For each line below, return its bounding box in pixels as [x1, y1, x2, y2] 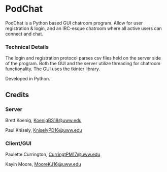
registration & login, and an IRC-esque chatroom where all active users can [5, 25, 162, 31]
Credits [5, 90, 29, 99]
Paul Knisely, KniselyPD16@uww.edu [5, 127, 82, 133]
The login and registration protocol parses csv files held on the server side [5, 55, 161, 61]
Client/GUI [5, 139, 32, 147]
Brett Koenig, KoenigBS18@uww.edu [5, 117, 82, 123]
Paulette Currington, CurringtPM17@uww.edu [5, 151, 101, 158]
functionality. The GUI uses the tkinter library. [5, 66, 101, 72]
